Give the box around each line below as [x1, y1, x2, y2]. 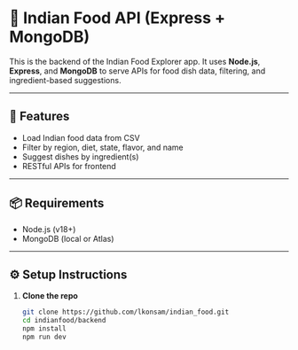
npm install [21, 324, 67, 333]
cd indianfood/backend [21, 316, 106, 325]
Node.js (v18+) [21, 223, 76, 234]
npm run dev [21, 332, 67, 341]
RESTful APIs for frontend [21, 160, 117, 171]
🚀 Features [9, 109, 70, 124]
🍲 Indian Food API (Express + [9, 8, 226, 28]
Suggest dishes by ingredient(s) [21, 151, 139, 162]
